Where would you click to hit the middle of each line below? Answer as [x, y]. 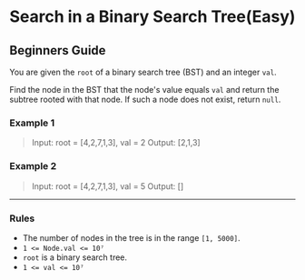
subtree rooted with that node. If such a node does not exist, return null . [145, 99]
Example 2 [33, 166]
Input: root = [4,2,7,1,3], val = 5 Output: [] [108, 186]
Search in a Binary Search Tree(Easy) [152, 17]
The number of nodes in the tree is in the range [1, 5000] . [131, 237]
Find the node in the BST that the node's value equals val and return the [144, 90]
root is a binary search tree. [75, 257]
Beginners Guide [58, 50]
